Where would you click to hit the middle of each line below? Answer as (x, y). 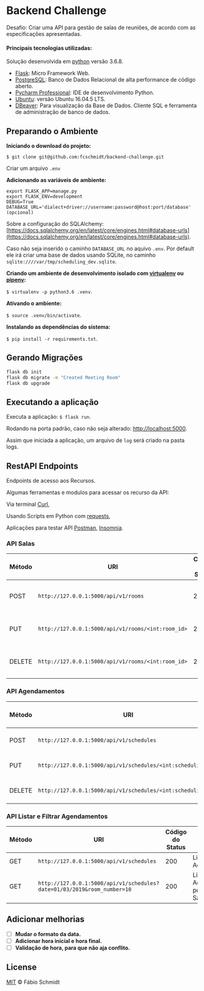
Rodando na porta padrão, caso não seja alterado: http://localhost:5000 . (97, 429)
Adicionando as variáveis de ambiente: (56, 180)
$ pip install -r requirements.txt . (52, 338)
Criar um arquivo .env (33, 168)
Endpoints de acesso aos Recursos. (51, 481)
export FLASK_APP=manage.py (42, 191)
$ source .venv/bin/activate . (44, 315)
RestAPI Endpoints (42, 466)
